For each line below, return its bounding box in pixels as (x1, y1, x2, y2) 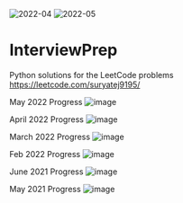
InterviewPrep (9, 40, 118, 60)
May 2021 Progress (9, 183, 81, 194)
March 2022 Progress (9, 131, 91, 142)
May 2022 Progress (9, 96, 83, 107)
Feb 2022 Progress (9, 148, 81, 159)
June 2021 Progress (9, 166, 84, 177)
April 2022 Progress (9, 113, 84, 125)
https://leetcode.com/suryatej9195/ (9, 79, 141, 90)
